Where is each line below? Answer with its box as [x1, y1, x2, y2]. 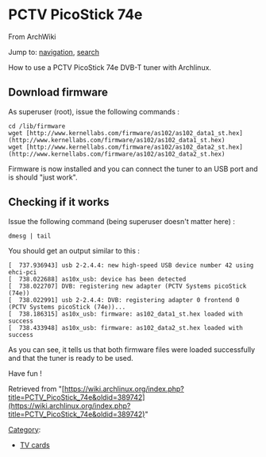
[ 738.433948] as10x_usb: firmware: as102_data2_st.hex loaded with [8, 323, 244, 331]
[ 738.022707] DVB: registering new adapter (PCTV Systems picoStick [8, 282, 247, 290]
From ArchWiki [8, 32, 57, 41]
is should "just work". [8, 172, 78, 182]
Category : [8, 424, 41, 434]
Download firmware [8, 86, 109, 99]
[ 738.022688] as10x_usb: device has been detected [8, 275, 187, 283]
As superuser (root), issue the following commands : [8, 107, 180, 116]
